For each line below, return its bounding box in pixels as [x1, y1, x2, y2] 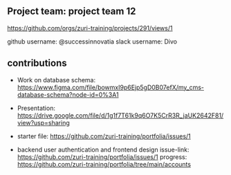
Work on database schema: [17, 75, 95, 84]
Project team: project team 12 [7, 6, 136, 17]
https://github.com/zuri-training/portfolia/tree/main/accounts [17, 160, 192, 168]
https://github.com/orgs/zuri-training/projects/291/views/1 [7, 24, 173, 32]
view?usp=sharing [17, 118, 71, 127]
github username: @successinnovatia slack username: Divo [7, 37, 178, 46]
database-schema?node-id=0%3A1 [17, 90, 119, 99]
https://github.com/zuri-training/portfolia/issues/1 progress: [17, 152, 187, 161]
